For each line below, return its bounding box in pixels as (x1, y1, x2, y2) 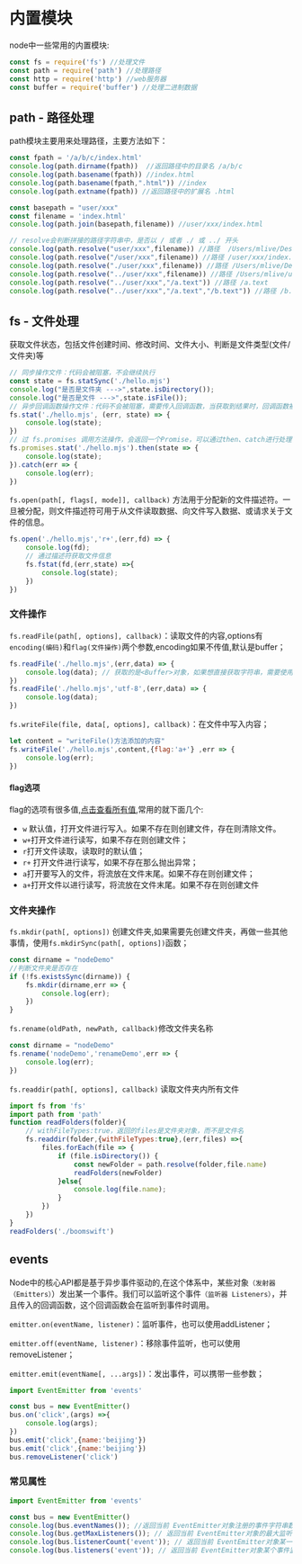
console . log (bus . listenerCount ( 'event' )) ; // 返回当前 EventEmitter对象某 (9, 1538, 286, 1547)
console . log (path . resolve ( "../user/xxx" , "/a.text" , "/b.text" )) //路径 (9, 286, 277, 295)
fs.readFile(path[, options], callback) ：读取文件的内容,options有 (9, 630, 263, 641)
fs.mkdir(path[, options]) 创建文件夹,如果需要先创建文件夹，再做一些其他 (9, 926, 288, 937)
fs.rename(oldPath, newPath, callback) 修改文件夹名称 (9, 1023, 214, 1034)
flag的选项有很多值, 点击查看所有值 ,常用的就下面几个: (9, 804, 204, 814)
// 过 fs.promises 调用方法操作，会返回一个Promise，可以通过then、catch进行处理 (9, 436, 292, 445)
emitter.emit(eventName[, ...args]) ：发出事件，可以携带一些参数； (9, 1368, 265, 1379)
